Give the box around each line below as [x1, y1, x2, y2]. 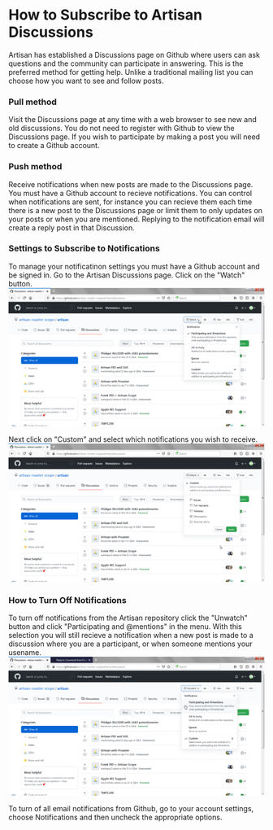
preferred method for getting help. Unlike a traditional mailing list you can [8, 67, 253, 76]
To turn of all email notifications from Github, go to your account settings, [8, 803, 254, 813]
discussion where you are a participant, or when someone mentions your [8, 639, 253, 649]
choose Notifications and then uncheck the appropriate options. [8, 812, 223, 822]
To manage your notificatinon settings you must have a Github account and [8, 261, 260, 271]
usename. [8, 648, 42, 657]
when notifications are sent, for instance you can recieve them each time [8, 197, 253, 207]
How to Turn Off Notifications [8, 595, 128, 606]
